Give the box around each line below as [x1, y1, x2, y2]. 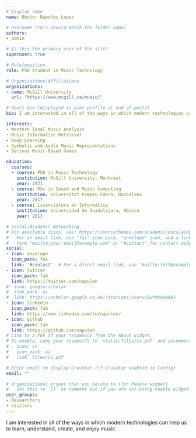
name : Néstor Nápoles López [6, 14, 75, 20]
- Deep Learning [6, 137, 45, 143]
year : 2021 [16, 180, 43, 186]
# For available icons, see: [6, 229, 77, 235]
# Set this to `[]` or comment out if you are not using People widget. [6, 386, 192, 392]
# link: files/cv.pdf [6, 354, 64, 360]
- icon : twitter [6, 267, 45, 273]
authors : [6, 30, 27, 36]
